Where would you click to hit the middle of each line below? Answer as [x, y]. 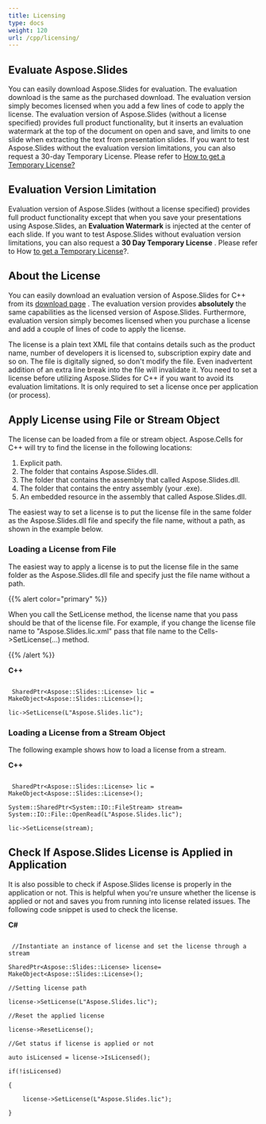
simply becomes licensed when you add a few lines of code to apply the [126, 106]
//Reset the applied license [56, 1016]
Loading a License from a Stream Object [87, 733]
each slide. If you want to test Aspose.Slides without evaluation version [125, 234]
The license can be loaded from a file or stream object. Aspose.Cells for [126, 439]
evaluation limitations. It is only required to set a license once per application [133, 387]
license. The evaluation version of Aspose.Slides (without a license [118, 114]
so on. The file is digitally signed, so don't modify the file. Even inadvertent [130, 361]
